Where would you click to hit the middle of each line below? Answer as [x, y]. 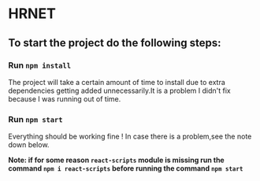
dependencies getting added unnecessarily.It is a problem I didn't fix [119, 90]
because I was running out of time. [65, 98]
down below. [29, 145]
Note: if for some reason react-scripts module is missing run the [116, 160]
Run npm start [35, 119]
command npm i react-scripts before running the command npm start [126, 168]
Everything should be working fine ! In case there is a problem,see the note [130, 137]
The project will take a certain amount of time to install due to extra [117, 82]
